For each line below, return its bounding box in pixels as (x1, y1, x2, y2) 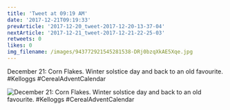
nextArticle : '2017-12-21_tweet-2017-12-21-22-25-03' (7, 29, 166, 36)
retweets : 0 (7, 36, 41, 43)
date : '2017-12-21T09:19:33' (7, 16, 91, 23)
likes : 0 (7, 42, 32, 49)
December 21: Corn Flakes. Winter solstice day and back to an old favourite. (7, 67, 223, 76)
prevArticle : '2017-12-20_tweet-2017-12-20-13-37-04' (7, 23, 166, 30)
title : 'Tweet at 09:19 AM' (7, 10, 88, 17)
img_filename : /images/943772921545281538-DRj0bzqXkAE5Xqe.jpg (7, 49, 193, 56)
